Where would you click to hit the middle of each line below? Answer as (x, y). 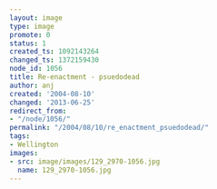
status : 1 (28, 43)
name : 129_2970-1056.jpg (64, 170)
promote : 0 (30, 35)
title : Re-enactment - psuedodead (75, 77)
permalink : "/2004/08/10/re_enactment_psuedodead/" (109, 128)
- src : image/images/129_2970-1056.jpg (85, 161)
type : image (32, 26)
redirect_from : (38, 111)
